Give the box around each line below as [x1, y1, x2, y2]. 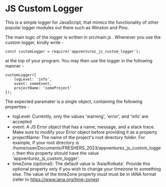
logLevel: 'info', [14, 77, 52, 82]
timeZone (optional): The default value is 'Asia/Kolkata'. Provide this [12, 160, 150, 166]
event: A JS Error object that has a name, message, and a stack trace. [12, 124, 155, 130]
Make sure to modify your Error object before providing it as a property [12, 129, 158, 135]
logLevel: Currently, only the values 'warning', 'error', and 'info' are [12, 113, 149, 119]
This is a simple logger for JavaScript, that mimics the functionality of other [5, 19, 159, 25]
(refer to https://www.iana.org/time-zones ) [12, 176, 100, 182]
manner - [5, 63, 24, 69]
